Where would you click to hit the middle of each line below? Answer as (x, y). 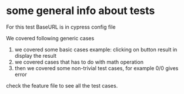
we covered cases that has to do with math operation (79, 62)
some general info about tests (81, 11)
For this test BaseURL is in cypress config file (61, 27)
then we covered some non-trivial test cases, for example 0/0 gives (96, 68)
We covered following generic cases (50, 38)
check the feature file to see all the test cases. (62, 85)
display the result (36, 55)
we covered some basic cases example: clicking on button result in (96, 49)
